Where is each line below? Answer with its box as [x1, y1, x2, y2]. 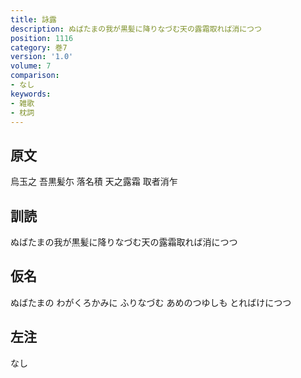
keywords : [10, 89, 52, 99]
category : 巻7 [10, 42, 68, 53]
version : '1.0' [10, 52, 74, 62]
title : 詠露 [10, 14, 57, 25]
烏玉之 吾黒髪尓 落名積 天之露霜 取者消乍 [10, 176, 178, 188]
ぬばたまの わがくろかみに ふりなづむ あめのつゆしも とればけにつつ [10, 296, 292, 308]
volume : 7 [10, 61, 52, 71]
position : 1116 [10, 33, 74, 43]
